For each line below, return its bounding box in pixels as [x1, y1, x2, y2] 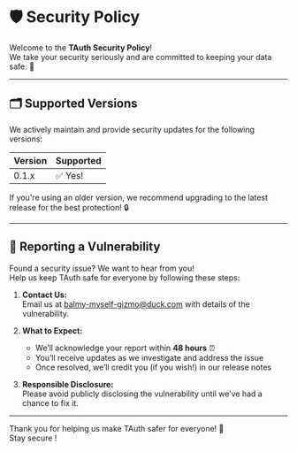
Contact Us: [21, 289, 68, 300]
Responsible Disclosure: [21, 379, 114, 389]
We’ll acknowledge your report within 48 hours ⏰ [34, 342, 216, 353]
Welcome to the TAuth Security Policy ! [9, 42, 153, 53]
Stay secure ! [9, 433, 57, 443]
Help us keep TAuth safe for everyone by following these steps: [9, 272, 240, 283]
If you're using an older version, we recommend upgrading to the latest [9, 192, 268, 203]
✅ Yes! [56, 169, 84, 181]
